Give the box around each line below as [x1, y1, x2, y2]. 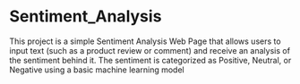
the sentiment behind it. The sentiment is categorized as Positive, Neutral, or [9, 55, 292, 65]
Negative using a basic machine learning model [9, 64, 185, 75]
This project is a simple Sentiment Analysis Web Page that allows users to [9, 36, 281, 46]
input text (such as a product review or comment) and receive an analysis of [9, 45, 291, 55]
